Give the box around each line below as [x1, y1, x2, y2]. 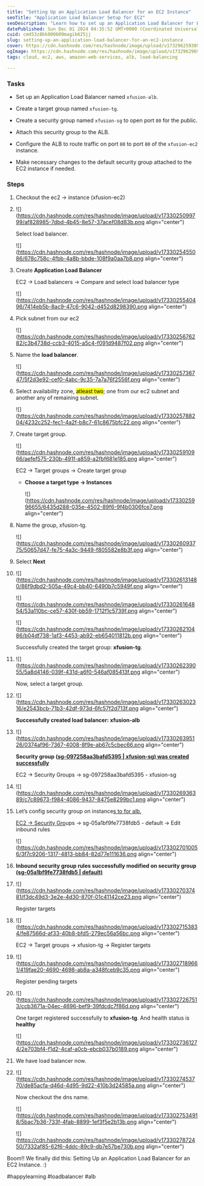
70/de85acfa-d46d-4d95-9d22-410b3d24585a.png [15, 1082, 146, 1089]
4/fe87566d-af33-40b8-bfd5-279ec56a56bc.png [15, 930, 140, 937]
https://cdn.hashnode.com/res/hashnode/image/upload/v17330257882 [18, 412, 196, 419]
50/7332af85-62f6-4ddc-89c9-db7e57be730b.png [15, 1143, 145, 1150]
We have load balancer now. [15, 1057, 87, 1065]
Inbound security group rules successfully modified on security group [15, 862, 197, 870]
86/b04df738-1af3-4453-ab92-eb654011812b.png [15, 632, 143, 639]
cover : [7, 43, 24, 49]
